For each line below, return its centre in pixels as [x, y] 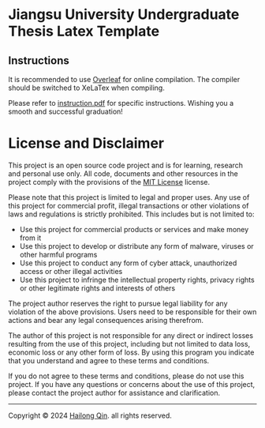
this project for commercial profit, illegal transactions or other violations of [129, 205]
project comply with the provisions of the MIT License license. [109, 182]
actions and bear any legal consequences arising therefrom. [106, 320]
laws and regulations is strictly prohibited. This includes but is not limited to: [131, 214]
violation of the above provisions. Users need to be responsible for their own [132, 312]
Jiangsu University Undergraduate [124, 15]
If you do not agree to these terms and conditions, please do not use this [126, 376]
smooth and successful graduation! [66, 111]
